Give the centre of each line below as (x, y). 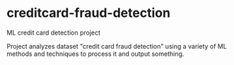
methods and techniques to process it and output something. (95, 54)
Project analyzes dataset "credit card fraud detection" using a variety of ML (117, 46)
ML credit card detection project (53, 32)
